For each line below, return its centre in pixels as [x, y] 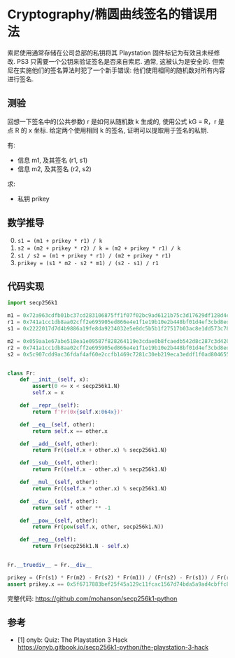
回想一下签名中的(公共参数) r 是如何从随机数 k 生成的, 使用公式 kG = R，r [112, 121]
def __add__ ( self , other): [59, 444]
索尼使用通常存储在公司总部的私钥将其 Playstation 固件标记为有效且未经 [111, 53]
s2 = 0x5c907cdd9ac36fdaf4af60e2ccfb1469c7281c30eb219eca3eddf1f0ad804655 [119, 354]
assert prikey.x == [36, 584]
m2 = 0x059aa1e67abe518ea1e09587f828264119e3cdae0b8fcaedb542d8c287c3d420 [119, 341]
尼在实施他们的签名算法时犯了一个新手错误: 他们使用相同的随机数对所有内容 [116, 70]
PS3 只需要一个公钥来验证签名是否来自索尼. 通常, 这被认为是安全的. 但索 [121, 61]
